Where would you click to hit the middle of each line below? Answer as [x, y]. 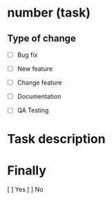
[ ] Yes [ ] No [25, 190]
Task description [56, 139]
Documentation [39, 97]
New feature [35, 69]
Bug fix [27, 55]
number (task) [49, 13]
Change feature [39, 83]
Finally [27, 170]
